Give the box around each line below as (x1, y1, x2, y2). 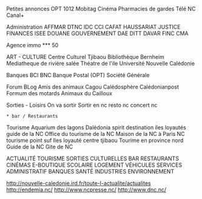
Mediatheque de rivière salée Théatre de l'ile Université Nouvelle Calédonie (6, 60, 195, 67)
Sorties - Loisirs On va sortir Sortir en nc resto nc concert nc (6, 101, 158, 109)
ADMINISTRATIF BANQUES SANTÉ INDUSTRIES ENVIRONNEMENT (6, 168, 175, 175)
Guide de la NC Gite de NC (6, 143, 73, 150)
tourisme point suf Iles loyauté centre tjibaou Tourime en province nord (6, 137, 184, 144)
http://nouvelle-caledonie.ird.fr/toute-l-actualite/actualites (6, 180, 152, 187)
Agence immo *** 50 (6, 42, 59, 49)
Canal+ (6, 12, 24, 19)
